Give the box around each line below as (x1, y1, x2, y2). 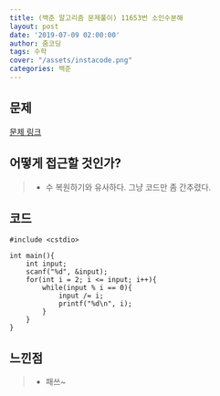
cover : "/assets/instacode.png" (9, 56, 132, 65)
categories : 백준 (9, 65, 71, 74)
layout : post (9, 22, 59, 31)
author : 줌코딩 (9, 38, 62, 48)
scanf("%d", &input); (26, 267, 108, 276)
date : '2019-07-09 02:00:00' (9, 30, 120, 39)
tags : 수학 (9, 47, 47, 57)
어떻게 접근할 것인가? (9, 156, 121, 172)
